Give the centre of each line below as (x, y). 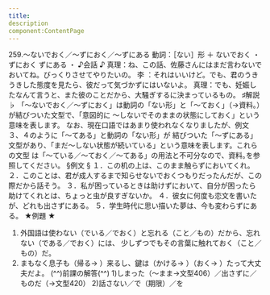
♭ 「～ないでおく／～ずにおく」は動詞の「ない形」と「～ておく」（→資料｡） (134, 105)
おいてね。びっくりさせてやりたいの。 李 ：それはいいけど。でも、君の (127, 75)
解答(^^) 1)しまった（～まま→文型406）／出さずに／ (170, 273)
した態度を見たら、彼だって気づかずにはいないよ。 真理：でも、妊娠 (136, 85)
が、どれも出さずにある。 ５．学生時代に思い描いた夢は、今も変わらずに (129, 206)
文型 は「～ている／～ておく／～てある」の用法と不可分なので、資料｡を (134, 156)
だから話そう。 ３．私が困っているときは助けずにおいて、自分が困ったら (135, 185)
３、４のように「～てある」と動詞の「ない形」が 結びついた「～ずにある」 (133, 135)
